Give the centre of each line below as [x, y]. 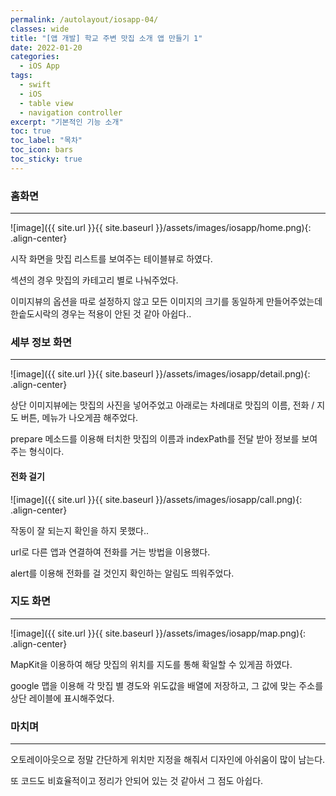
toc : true [31, 131]
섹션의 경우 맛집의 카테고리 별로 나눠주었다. [94, 280]
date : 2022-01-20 [46, 47]
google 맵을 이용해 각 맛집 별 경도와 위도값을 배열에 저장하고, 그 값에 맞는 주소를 [167, 685]
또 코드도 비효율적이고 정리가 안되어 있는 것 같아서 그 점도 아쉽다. [137, 781]
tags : [21, 76]
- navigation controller [71, 112]
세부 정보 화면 [41, 342]
